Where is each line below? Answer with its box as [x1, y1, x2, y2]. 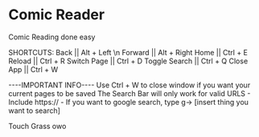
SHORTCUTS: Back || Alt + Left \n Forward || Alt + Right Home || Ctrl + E [8, 47, 248, 57]
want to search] [8, 106, 60, 115]
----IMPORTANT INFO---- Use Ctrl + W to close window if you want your [8, 80, 251, 90]
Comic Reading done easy [8, 32, 96, 42]
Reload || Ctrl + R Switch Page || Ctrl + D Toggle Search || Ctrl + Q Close [8, 56, 249, 66]
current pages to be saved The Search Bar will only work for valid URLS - [8, 88, 251, 98]
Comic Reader [8, 6, 105, 24]
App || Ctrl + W [8, 64, 59, 74]
